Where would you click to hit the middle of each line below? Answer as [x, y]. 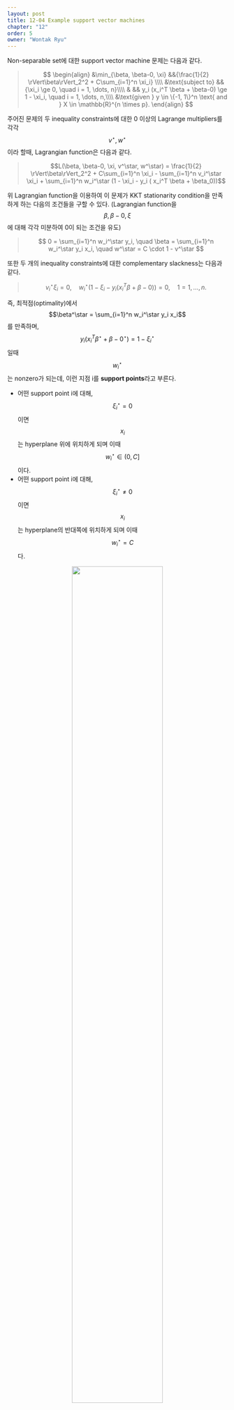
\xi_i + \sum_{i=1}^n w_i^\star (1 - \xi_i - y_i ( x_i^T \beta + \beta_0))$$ [126, 181]
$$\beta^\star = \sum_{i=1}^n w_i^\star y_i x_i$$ [117, 315]
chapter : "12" [28, 27]
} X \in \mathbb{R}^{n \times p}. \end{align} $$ [126, 104]
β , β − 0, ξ [117, 215]
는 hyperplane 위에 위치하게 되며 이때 [69, 444]
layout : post [26, 14]
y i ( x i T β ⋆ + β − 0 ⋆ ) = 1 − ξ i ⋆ [117, 339]
